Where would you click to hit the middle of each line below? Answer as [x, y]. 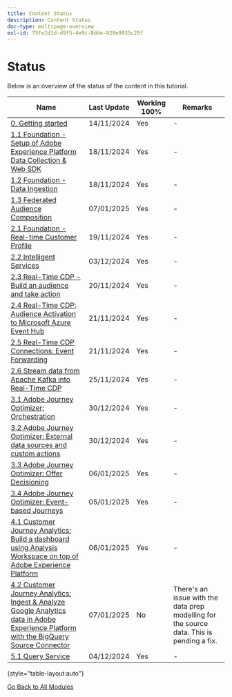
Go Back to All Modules [40, 687]
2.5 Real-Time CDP [42, 342]
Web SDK [26, 169]
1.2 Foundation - [39, 180]
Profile [21, 246]
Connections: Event [42, 351]
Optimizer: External [42, 437]
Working [151, 103]
